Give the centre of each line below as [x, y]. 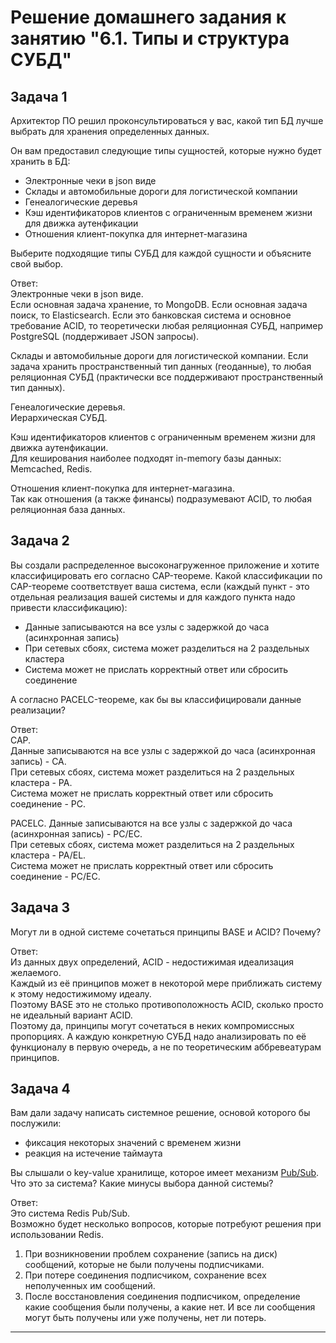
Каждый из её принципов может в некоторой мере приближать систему [166, 983]
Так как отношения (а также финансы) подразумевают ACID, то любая [161, 499]
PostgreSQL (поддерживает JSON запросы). [105, 336]
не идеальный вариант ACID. [71, 1015]
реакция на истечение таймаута [93, 1153]
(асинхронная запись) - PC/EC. [76, 833]
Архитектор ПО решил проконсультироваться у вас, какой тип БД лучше [167, 120]
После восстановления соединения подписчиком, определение [162, 1297]
